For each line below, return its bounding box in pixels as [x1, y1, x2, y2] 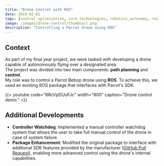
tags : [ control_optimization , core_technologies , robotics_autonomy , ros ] [5, 16, 161, 21]
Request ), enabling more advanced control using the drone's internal [12, 150, 151, 156]
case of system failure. [12, 134, 59, 140]
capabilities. [12, 155, 37, 161]
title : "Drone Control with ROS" [5, 7, 73, 12]
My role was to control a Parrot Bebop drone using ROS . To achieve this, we [5, 77, 158, 83]
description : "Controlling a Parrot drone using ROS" [5, 25, 117, 30]
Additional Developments [5, 111, 84, 120]
